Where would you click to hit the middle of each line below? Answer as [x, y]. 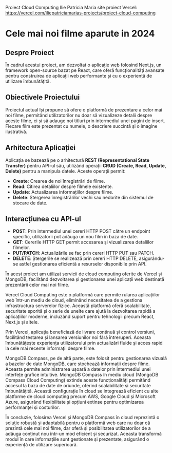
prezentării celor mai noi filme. [37, 285]
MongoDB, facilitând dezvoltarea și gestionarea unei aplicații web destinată [85, 279]
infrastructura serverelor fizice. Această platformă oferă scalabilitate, [78, 306]
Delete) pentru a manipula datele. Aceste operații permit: [65, 171]
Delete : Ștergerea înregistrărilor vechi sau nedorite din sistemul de [83, 197]
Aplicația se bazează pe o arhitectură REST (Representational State [78, 160]
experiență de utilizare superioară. [42, 445]
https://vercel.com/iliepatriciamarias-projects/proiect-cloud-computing [80, 13]
